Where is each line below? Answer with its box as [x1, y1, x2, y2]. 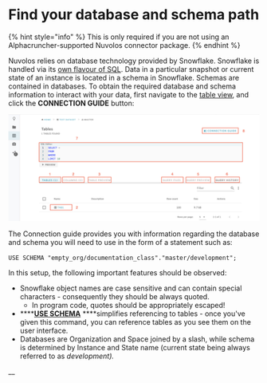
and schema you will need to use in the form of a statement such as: [8, 237, 233, 247]
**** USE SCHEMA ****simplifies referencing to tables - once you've [19, 309, 245, 318]
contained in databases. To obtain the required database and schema [8, 81, 237, 91]
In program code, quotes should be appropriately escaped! [31, 300, 226, 310]
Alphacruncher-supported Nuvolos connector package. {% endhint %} [8, 40, 241, 49]
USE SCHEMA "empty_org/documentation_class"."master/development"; [8, 254, 238, 262]
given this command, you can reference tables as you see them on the [19, 317, 251, 326]
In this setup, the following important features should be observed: [8, 267, 227, 277]
